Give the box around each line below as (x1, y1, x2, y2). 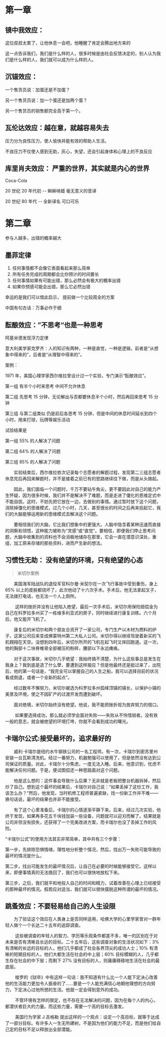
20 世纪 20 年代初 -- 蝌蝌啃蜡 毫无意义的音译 (5, 188, 97, 194)
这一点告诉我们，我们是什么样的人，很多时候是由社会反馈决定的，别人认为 (5, 51, 157, 56)
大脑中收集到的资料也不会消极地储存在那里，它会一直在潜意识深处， (13, 534, 152, 540)
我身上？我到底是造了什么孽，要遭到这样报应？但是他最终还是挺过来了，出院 (5, 662, 161, 668)
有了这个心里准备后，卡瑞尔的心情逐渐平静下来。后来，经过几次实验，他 (14, 807, 161, 813)
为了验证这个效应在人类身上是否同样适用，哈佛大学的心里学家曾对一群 (14, 916, 157, 922)
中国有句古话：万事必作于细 (5, 305, 62, 311)
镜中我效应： (5, 26, 44, 34)
